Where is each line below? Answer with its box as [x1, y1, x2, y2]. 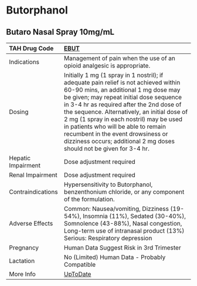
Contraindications [9, 188, 58, 196]
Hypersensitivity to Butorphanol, [63, 180, 153, 189]
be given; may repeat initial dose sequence [63, 93, 182, 101]
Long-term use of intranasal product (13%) [63, 227, 185, 235]
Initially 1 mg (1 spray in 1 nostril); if [63, 71, 164, 79]
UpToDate [63, 270, 91, 278]
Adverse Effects [9, 220, 53, 227]
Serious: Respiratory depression [63, 234, 152, 242]
